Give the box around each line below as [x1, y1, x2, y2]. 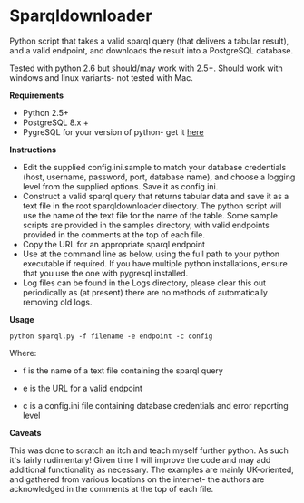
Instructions [9, 144, 57, 155]
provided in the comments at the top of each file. [22, 228, 206, 240]
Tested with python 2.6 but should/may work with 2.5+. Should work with [9, 63, 283, 73]
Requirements [9, 90, 64, 101]
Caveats [9, 427, 42, 438]
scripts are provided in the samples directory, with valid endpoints [22, 219, 270, 230]
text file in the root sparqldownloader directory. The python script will [22, 200, 282, 211]
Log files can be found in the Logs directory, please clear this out [22, 277, 266, 288]
